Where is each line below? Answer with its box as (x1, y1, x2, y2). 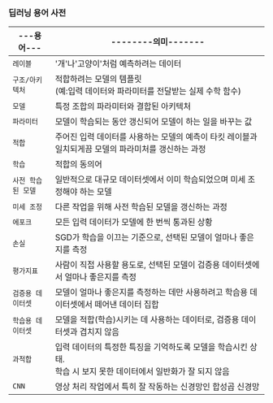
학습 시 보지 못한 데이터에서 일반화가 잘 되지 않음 (54, 366, 230, 377)
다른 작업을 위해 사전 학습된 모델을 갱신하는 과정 (54, 201, 227, 213)
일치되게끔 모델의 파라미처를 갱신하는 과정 (54, 144, 206, 155)
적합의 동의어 (54, 158, 103, 170)
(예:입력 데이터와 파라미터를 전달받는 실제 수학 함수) (54, 85, 242, 97)
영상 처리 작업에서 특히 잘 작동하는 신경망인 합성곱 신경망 (54, 381, 260, 392)
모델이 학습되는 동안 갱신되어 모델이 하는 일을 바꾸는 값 (54, 116, 253, 128)
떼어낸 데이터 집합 (94, 299, 159, 310)
